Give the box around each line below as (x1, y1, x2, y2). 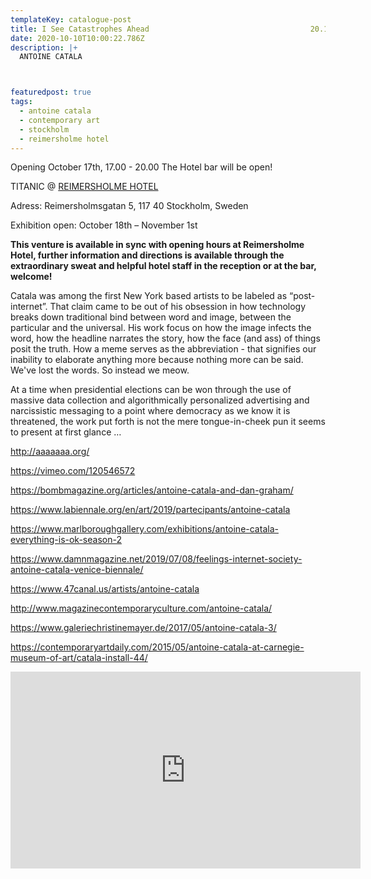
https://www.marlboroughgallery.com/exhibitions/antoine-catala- (10, 523, 279, 535)
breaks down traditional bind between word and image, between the (10, 311, 292, 323)
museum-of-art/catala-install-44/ (10, 652, 148, 664)
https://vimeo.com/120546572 (10, 465, 136, 477)
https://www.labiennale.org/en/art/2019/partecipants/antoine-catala (10, 504, 291, 516)
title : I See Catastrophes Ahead (10, 24, 150, 34)
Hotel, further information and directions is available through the (10, 249, 285, 261)
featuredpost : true (10, 87, 92, 98)
